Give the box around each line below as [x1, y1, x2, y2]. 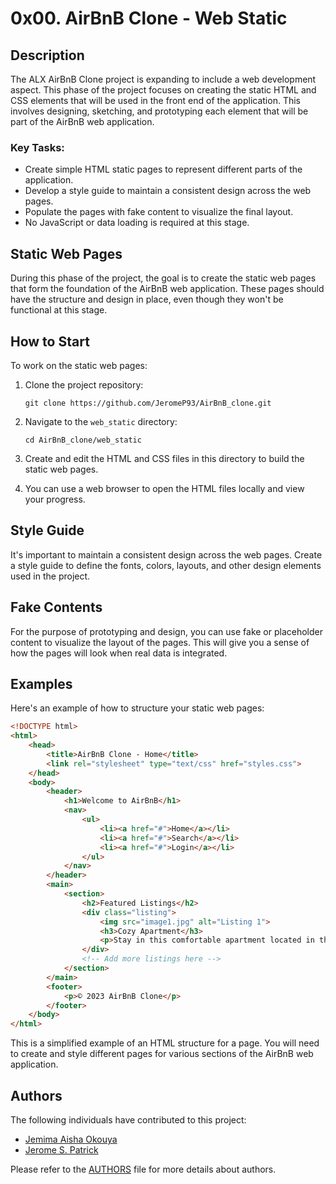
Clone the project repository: [24, 378, 144, 391]
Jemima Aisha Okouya [24, 1133, 118, 1146]
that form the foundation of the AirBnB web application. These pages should [10, 283, 325, 295]
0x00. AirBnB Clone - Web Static [10, 7, 288, 30]
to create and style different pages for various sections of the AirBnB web [10, 1048, 314, 1060]
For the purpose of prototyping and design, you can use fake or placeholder [10, 625, 324, 637]
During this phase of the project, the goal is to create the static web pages [10, 272, 317, 284]
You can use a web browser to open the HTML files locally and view [24, 482, 305, 494]
